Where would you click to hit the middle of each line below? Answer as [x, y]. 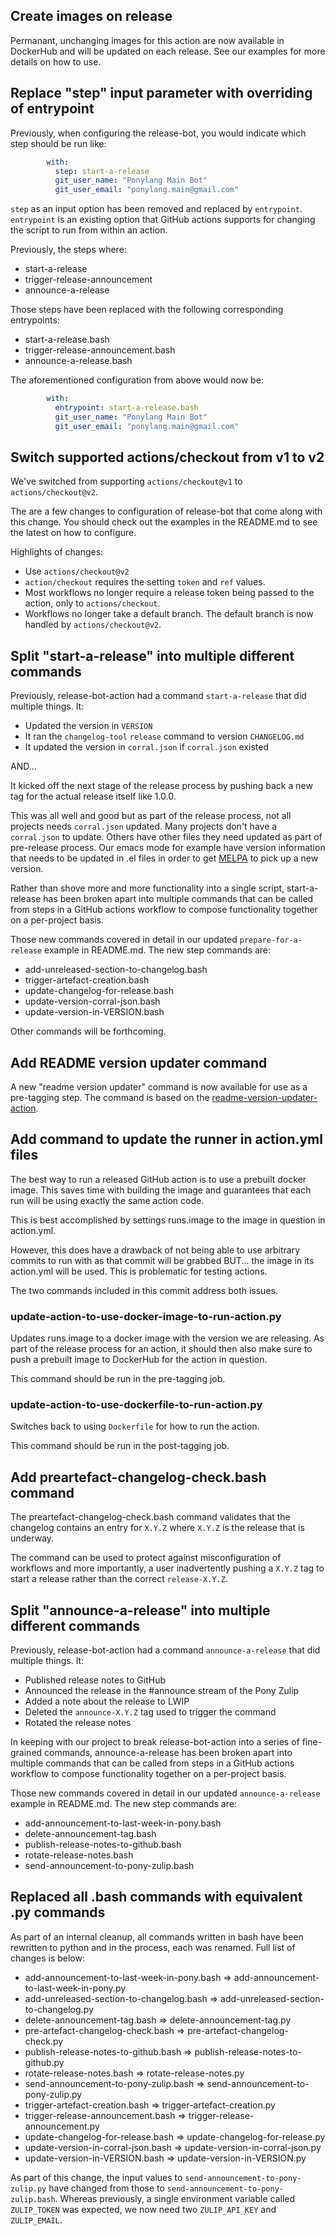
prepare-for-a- [271, 940]
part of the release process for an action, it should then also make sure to [161, 1349]
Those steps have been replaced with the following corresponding [147, 310]
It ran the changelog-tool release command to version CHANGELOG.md [164, 736]
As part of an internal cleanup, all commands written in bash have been [157, 1936]
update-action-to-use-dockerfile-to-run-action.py [136, 1405]
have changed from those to [106, 2188]
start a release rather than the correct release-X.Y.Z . [119, 1579]
